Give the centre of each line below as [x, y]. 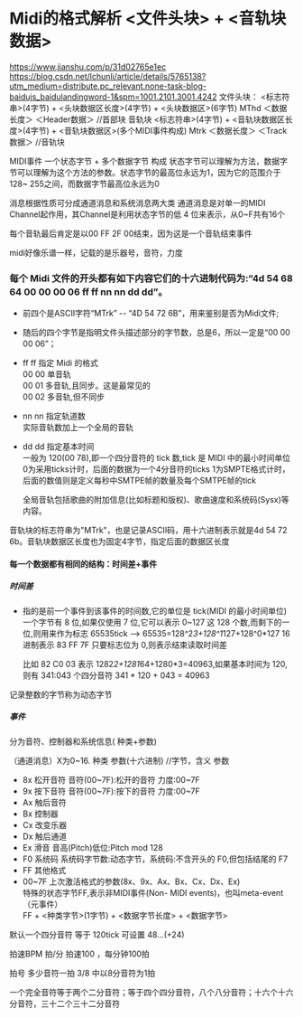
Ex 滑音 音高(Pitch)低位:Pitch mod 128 [93, 847]
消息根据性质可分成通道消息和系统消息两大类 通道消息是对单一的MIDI [138, 202]
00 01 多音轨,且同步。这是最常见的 [86, 386]
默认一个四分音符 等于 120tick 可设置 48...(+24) [97, 934]
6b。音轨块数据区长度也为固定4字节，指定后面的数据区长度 [119, 541]
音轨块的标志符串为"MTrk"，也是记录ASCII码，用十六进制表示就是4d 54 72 [148, 531]
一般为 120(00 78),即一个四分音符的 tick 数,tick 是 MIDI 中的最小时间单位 [156, 458]
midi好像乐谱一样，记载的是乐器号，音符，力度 [96, 252]
